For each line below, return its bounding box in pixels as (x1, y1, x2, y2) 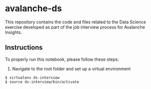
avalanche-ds (5, 3, 62, 14)
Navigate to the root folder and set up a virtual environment (12, 66, 131, 71)
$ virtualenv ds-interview (5, 75, 60, 80)
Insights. (5, 29, 22, 35)
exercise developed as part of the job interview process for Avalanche (5, 24, 145, 30)
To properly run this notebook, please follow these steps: (5, 56, 119, 62)
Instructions (5, 43, 43, 52)
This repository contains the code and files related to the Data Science (5, 19, 147, 25)
